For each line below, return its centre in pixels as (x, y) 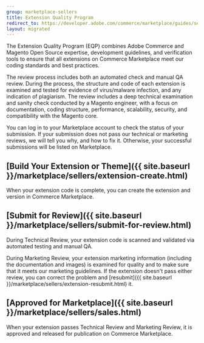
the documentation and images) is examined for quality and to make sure (98, 264)
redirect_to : (23, 23)
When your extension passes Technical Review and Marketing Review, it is (99, 327)
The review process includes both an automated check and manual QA (95, 77)
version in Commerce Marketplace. (50, 197)
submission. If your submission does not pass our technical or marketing (97, 134)
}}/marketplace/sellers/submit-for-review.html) (99, 225)
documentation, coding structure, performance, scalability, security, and (97, 109)
